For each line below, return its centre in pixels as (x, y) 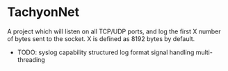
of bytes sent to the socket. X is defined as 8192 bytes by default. (101, 38)
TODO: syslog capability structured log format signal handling (106, 52)
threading (31, 59)
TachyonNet (43, 12)
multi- (204, 52)
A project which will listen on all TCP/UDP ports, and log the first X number (114, 31)
